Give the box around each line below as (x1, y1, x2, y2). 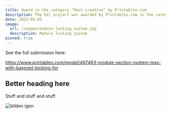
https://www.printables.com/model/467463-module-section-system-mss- (5, 59, 161, 65)
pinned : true (5, 36, 33, 41)
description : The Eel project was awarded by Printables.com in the (5, 12, 154, 17)
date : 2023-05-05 (5, 17, 42, 22)
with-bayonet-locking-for (5, 64, 59, 71)
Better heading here (5, 80, 70, 88)
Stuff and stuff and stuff (5, 93, 55, 99)
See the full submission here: (5, 49, 66, 56)
